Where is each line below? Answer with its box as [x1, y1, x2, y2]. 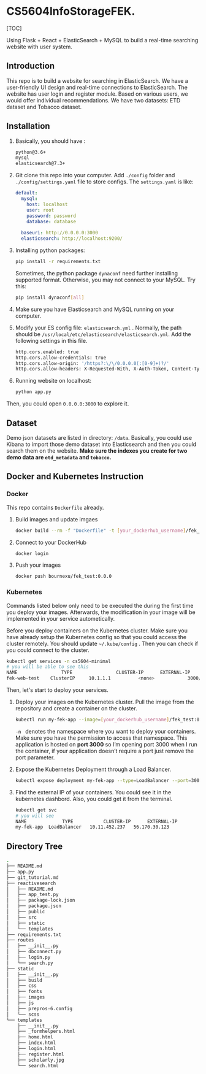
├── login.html [17, 1046, 56, 1052]
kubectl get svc [15, 807, 57, 813]
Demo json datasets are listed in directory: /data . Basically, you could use [6, 434, 192, 441]
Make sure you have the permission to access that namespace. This [15, 734, 188, 742]
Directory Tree [6, 841, 63, 851]
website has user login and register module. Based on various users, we [6, 90, 188, 98]
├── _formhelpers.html [17, 1029, 75, 1035]
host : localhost [26, 201, 68, 207]
